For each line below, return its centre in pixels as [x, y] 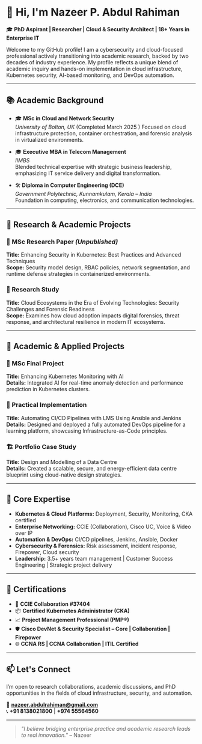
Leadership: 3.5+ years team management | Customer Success [94, 558]
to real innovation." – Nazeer [56, 735]
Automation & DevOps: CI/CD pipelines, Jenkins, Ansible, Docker [96, 539]
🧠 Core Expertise [38, 499]
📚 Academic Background [55, 101]
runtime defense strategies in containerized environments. [79, 274]
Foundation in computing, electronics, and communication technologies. [104, 200]
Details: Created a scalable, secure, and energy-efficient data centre [92, 469]
